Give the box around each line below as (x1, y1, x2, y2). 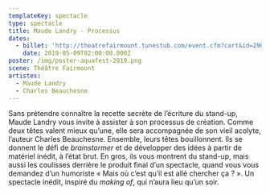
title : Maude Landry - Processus (8, 27, 121, 35)
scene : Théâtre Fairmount (8, 64, 95, 73)
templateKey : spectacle (8, 11, 88, 20)
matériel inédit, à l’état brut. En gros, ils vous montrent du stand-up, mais (8, 151, 249, 161)
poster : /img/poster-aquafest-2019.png (8, 57, 142, 65)
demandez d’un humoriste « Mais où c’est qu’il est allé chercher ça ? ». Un (8, 168, 255, 178)
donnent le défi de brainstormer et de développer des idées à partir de (8, 143, 243, 153)
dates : (8, 34, 31, 43)
